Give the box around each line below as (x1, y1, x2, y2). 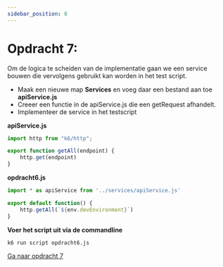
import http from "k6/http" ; (7, 135, 93, 142)
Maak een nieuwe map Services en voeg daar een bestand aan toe (17, 85, 212, 94)
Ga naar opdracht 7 (7, 252, 63, 261)
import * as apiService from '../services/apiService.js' (7, 187, 181, 194)
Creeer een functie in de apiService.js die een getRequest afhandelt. (17, 100, 217, 108)
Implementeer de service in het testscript (17, 107, 137, 116)
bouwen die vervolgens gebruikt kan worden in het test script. (7, 71, 188, 80)
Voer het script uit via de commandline (7, 225, 123, 234)
